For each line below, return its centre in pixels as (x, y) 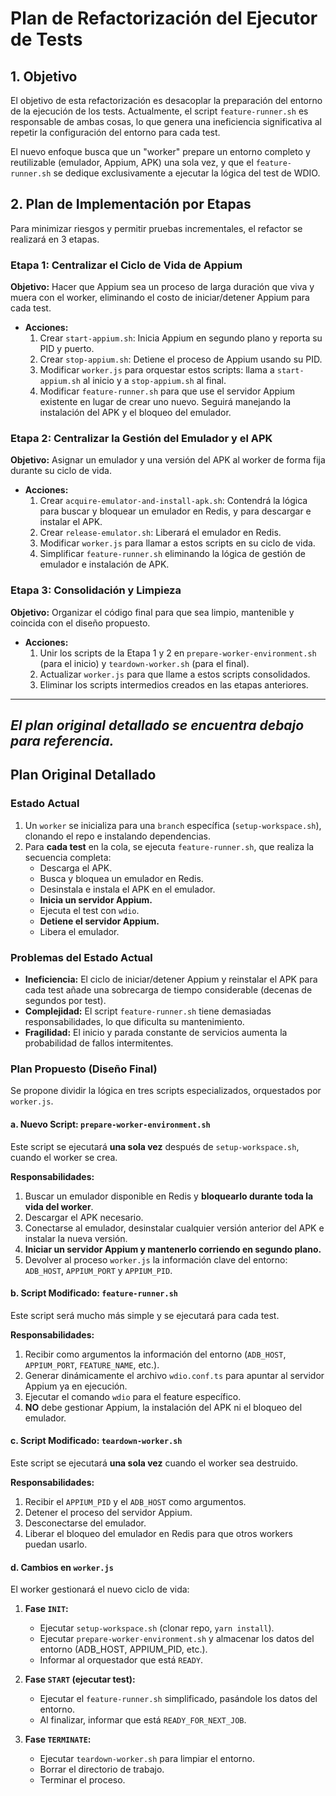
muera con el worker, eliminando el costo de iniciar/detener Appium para (160, 298)
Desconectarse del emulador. (85, 1523)
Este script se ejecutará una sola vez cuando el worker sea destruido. (154, 1463)
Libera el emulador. (79, 931)
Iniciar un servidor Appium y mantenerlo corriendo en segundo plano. (173, 1249)
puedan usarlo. (56, 1544)
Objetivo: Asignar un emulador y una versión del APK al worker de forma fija (168, 460)
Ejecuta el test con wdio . (89, 910)
